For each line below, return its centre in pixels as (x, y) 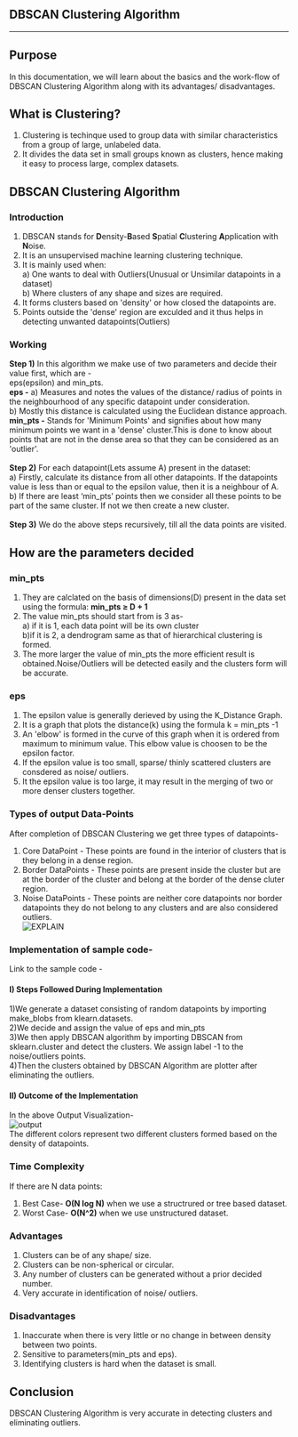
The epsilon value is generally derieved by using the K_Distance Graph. (152, 715)
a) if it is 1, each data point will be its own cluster (110, 626)
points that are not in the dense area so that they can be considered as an (144, 440)
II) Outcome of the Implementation (74, 1095)
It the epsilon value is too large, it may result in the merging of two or (147, 781)
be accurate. (45, 673)
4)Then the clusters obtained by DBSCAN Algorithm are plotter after (133, 1066)
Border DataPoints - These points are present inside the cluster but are (151, 869)
